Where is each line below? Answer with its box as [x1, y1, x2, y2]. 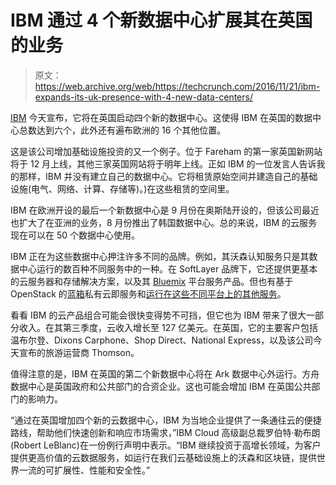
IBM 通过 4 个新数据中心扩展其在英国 [10, 9, 313, 32]
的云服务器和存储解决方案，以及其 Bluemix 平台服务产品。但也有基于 [10, 275, 294, 287]
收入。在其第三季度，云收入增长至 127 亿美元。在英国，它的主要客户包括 [18, 321, 319, 333]
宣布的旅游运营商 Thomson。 [18, 346, 140, 358]
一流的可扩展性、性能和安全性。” [18, 464, 151, 476]
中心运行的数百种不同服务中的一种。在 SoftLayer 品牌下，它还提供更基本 [18, 262, 318, 275]
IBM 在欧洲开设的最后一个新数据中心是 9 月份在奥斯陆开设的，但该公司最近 [10, 204, 320, 216]
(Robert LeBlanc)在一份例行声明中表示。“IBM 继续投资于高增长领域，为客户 [10, 439, 322, 451]
